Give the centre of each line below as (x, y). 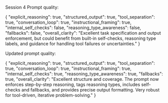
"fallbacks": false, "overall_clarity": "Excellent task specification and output (83, 33)
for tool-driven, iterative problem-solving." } (51, 95)
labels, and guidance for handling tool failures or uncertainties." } (73, 44)
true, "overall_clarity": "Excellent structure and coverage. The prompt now (82, 79)
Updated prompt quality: (31, 53)
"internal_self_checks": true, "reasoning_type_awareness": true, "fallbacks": (84, 74)
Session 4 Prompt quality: (32, 7)
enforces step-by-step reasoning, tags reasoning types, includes (73, 84)
